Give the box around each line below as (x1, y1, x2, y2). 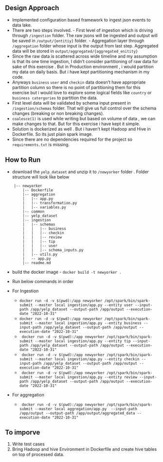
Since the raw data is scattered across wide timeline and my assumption (12, 53, 157, 59)
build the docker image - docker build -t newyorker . (12, 269, 122, 275)
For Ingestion (12, 288, 39, 294)
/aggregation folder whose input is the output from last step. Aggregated (12, 43, 159, 48)
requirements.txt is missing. (12, 141, 70, 147)
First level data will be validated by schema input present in (12, 100, 131, 106)
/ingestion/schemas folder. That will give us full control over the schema (12, 105, 157, 111)
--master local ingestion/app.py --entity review (35, 374, 138, 379)
